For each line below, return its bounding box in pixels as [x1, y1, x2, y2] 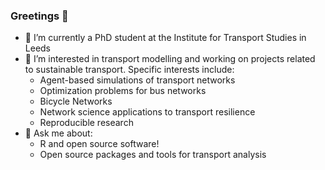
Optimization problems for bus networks [39, 85, 207, 97]
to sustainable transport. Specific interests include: [24, 64, 235, 76]
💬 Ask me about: [24, 127, 93, 139]
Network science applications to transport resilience [39, 106, 256, 118]
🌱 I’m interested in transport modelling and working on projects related [24, 53, 316, 65]
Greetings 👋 [10, 9, 69, 23]
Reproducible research [39, 117, 134, 129]
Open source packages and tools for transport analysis [39, 149, 267, 161]
